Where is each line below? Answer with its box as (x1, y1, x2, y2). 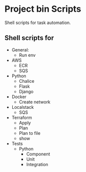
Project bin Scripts (4, 3, 82, 15)
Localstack (11, 104, 34, 110)
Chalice (19, 78, 35, 84)
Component (26, 151, 50, 157)
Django (19, 88, 34, 94)
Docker (11, 94, 27, 99)
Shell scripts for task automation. (4, 20, 71, 25)
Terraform (11, 114, 32, 121)
